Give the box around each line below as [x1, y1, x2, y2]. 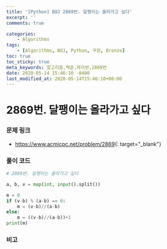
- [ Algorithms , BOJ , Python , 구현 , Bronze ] [17, 48, 125, 54]
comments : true [6, 20, 44, 26]
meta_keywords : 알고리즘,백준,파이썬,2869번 [6, 64, 107, 70]
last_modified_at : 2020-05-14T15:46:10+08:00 [6, 76, 122, 82]
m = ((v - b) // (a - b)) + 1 [17, 215, 71, 221]
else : [6, 209, 20, 215]
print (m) [6, 220, 28, 226]
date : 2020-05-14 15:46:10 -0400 [6, 70, 90, 76]
